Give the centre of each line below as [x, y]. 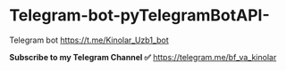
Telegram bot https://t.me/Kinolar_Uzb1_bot [89, 40]
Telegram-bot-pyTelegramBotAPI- [139, 16]
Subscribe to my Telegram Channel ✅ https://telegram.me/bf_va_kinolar [143, 57]
